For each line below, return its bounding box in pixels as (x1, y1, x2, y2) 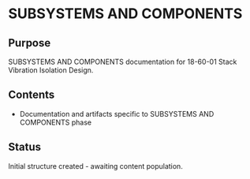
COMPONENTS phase (19, 117, 92, 127)
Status (8, 140, 42, 154)
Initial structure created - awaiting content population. (8, 161, 183, 170)
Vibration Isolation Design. (8, 65, 94, 75)
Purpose (8, 36, 51, 50)
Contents (8, 88, 55, 102)
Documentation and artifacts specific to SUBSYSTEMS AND (19, 109, 215, 118)
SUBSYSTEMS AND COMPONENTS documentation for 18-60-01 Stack (8, 57, 237, 66)
